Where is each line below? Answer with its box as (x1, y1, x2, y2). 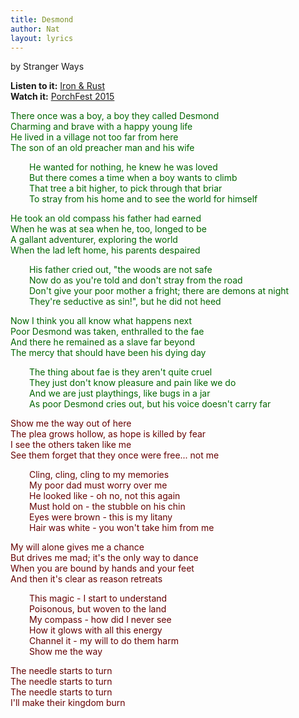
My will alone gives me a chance (10, 541, 145, 553)
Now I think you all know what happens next (10, 315, 192, 327)
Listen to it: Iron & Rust (10, 80, 105, 92)
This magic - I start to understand (29, 592, 168, 605)
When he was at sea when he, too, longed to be (10, 223, 207, 235)
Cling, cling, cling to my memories (29, 469, 170, 481)
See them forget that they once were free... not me (10, 449, 220, 461)
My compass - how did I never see (29, 614, 172, 626)
